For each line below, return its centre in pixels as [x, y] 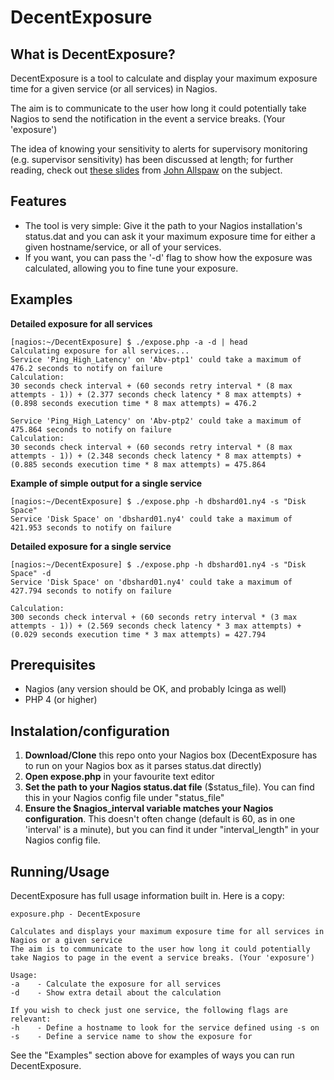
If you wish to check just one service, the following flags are [149, 1011]
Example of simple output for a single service [106, 483]
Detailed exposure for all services [81, 323]
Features [38, 201]
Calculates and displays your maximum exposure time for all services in [167, 932]
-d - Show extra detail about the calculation [116, 993]
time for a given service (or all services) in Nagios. [114, 89]
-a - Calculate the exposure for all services [116, 984]
